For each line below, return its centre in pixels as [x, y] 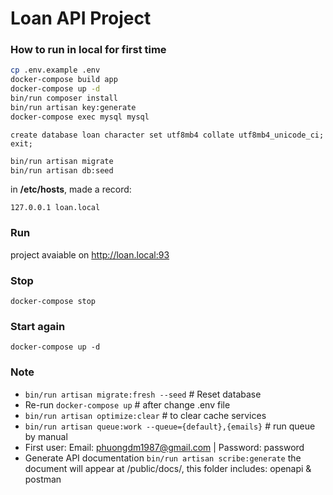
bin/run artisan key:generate [73, 107]
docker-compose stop [53, 302]
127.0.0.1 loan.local [55, 208]
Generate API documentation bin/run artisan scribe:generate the [163, 458]
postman [43, 479]
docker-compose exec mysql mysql [80, 117]
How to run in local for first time [88, 50]
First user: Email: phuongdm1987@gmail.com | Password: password [164, 447]
